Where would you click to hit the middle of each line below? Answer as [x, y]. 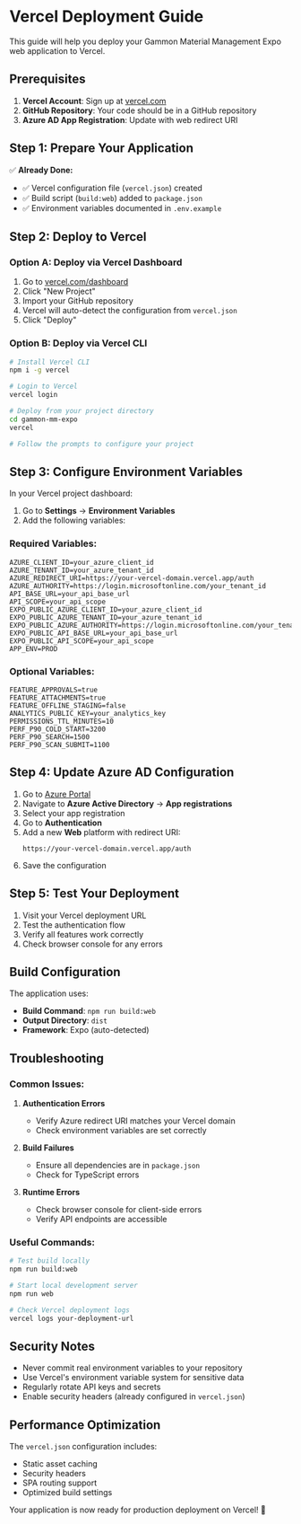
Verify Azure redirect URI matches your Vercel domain [135, 1121]
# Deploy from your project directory [82, 411]
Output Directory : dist [64, 1020]
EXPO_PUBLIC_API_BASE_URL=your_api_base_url [94, 633]
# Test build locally [50, 1261]
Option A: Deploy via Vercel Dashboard [96, 262]
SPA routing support [60, 1483]
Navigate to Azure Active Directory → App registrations [127, 803]
